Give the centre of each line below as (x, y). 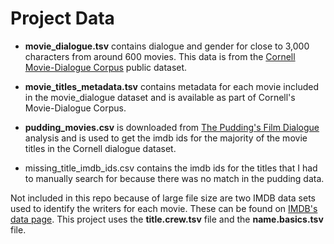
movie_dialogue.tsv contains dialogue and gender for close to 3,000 (167, 46)
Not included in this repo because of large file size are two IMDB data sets (163, 198)
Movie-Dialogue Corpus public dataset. (106, 67)
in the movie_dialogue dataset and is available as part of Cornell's (160, 97)
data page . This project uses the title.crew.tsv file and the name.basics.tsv (167, 219)
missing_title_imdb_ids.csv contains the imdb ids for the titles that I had (171, 168)
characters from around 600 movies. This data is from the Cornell (160, 56)
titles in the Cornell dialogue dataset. (100, 148)
